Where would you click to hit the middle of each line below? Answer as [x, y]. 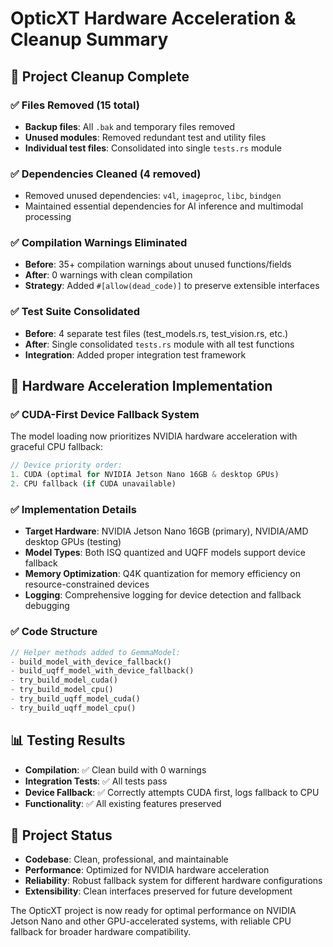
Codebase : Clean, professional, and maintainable [126, 859]
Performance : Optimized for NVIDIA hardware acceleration [147, 870]
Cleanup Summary [89, 39]
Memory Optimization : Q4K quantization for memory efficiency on [163, 574]
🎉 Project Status [61, 835]
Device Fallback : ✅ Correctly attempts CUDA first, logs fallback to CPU [172, 792]
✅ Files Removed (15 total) [75, 105]
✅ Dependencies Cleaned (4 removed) [106, 174]
